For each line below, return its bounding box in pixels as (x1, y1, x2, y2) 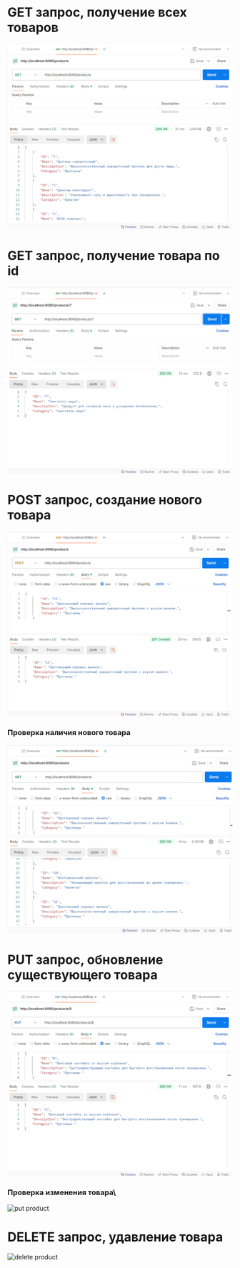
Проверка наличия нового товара (7, 728, 131, 738)
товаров (7, 19, 59, 36)
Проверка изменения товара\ (7, 1187, 116, 1197)
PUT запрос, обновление (7, 952, 164, 968)
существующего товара (7, 967, 159, 983)
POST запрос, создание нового (7, 491, 202, 508)
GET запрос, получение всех (7, 4, 187, 21)
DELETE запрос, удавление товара (7, 1229, 224, 1245)
